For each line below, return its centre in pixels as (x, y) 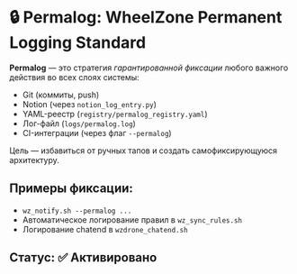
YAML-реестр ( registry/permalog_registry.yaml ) (115, 114)
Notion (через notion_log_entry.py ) (90, 104)
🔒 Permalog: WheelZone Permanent (146, 18)
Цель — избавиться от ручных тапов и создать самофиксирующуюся (143, 151)
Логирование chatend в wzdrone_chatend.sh (105, 229)
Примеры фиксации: (71, 189)
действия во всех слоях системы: (74, 77)
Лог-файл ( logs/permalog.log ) (79, 123)
